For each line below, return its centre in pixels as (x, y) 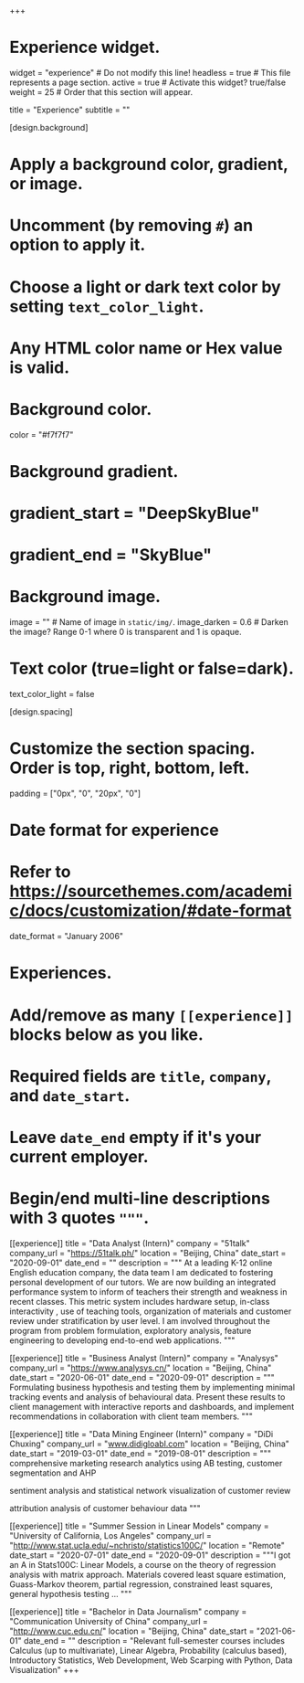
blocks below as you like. (106, 1034)
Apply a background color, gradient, (149, 164)
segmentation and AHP (53, 1473)
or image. (47, 184)
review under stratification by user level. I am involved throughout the (140, 1320)
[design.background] (49, 127)
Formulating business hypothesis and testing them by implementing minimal (152, 1387)
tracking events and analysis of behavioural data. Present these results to (147, 1397)
